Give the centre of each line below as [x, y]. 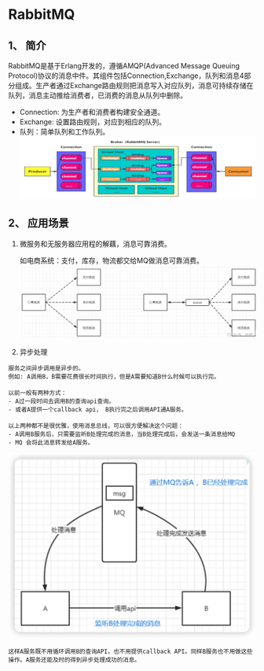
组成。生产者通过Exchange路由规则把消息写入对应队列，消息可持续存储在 [134, 85]
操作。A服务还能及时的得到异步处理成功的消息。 [74, 660]
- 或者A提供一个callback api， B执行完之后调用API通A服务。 [98, 410]
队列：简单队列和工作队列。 [64, 132]
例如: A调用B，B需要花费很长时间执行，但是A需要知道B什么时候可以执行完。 [114, 377]
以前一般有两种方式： [37, 393]
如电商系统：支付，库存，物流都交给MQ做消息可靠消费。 [112, 260]
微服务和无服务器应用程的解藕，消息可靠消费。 [95, 243]
